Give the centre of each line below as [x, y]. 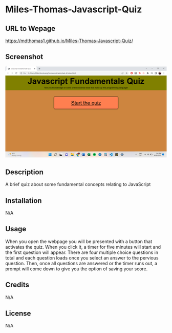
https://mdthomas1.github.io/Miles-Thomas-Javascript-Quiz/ [69, 41]
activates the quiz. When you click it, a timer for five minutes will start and [83, 247]
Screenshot [24, 57]
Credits [17, 285]
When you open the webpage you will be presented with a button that [79, 241]
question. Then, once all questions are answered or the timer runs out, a [81, 263]
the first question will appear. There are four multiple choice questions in [82, 252]
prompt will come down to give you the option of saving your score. [77, 269]
